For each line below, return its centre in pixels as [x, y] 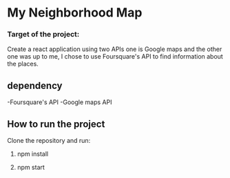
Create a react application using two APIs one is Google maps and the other [115, 49]
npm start [31, 168]
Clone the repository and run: [49, 141]
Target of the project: [43, 34]
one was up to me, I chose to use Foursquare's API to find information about [115, 57]
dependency [35, 85]
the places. [23, 64]
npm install [33, 154]
